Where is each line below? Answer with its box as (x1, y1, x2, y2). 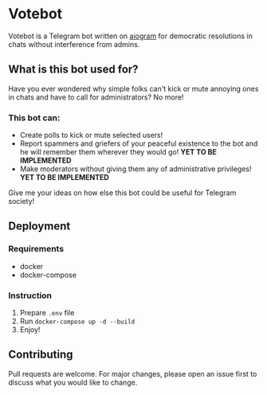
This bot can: (8, 112, 61, 123)
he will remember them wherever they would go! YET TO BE (19, 147, 218, 157)
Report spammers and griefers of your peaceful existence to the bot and (19, 139, 258, 148)
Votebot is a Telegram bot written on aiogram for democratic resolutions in (8, 31, 253, 41)
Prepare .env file (19, 308, 75, 318)
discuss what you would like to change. (8, 377, 138, 387)
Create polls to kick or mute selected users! (19, 131, 163, 140)
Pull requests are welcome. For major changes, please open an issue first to (8, 369, 257, 378)
